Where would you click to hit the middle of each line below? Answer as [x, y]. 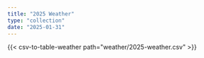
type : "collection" [36, 21]
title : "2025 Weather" [41, 14]
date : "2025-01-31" [36, 27]
